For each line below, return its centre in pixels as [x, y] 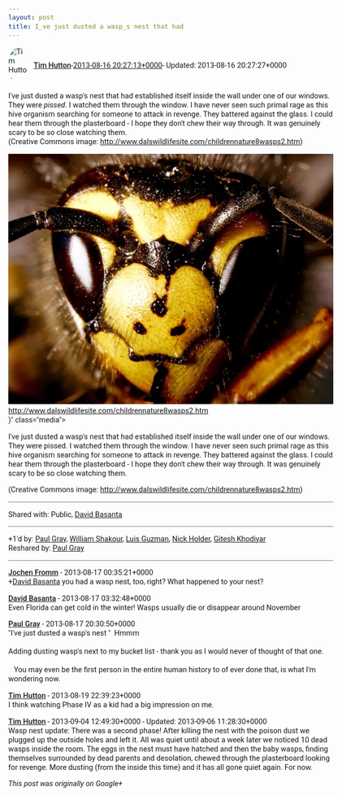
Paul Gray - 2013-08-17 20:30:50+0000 [72, 624]
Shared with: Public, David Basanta [65, 514]
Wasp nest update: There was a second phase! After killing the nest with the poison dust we [159, 730]
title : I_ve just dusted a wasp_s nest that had [96, 26]
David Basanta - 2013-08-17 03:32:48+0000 [80, 598]
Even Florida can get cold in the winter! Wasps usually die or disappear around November [155, 608]
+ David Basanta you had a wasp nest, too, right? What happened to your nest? [136, 582]
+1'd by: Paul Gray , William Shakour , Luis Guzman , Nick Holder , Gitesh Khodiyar [137, 538]
